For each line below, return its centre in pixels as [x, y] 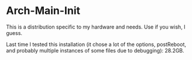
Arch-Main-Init [43, 11]
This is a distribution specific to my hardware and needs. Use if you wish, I [96, 27]
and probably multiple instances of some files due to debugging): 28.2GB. [95, 50]
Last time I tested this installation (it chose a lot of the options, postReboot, [96, 44]
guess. [14, 33]
